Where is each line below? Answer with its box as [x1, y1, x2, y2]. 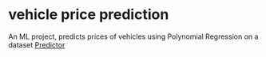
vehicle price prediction [8, 6, 169, 24]
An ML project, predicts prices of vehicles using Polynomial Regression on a [8, 32, 259, 41]
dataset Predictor [8, 40, 66, 49]
